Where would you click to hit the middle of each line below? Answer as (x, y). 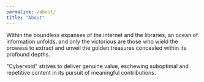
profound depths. (28, 54)
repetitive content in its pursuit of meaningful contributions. (81, 72)
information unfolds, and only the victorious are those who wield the (93, 41)
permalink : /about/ (31, 12)
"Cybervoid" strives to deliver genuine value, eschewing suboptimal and (97, 66)
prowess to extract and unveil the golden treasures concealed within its (96, 48)
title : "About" (26, 18)
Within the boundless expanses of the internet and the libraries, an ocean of (102, 35)
